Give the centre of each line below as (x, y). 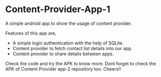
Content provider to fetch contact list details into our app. (73, 48)
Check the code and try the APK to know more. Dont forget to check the (81, 63)
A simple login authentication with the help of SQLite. (68, 43)
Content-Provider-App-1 (58, 9)
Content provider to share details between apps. (63, 54)
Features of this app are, (31, 33)
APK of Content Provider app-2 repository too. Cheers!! (63, 69)
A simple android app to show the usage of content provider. (69, 23)
